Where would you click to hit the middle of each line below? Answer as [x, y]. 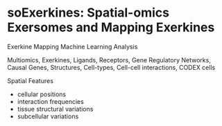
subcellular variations [48, 116]
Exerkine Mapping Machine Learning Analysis [72, 46]
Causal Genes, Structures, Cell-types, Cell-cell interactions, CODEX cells [111, 67]
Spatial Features [31, 80]
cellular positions [42, 94]
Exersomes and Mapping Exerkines [111, 27]
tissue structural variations [55, 109]
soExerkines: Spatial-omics [88, 13]
